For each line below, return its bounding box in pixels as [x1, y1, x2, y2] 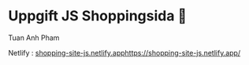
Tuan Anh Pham [8, 33, 60, 42]
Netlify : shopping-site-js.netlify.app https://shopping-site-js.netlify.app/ [8, 48, 241, 57]
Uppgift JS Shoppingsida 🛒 [8, 7, 188, 25]
